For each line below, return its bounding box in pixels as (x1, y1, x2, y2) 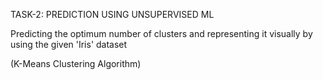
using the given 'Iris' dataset (10, 39, 128, 50)
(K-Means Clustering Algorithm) (10, 58, 142, 69)
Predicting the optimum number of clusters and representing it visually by (10, 28, 313, 39)
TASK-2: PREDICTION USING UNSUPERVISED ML (10, 9, 215, 20)
